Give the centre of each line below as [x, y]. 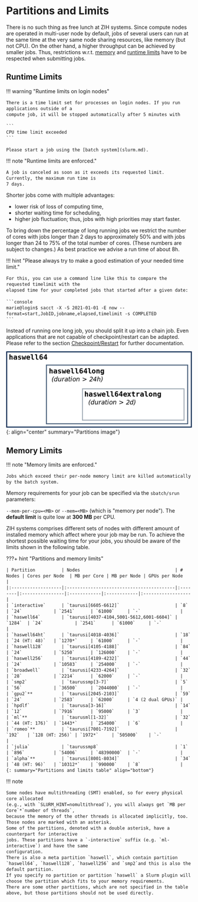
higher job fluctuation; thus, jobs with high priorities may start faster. [98, 219]
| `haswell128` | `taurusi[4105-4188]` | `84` [99, 647]
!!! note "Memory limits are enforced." [52, 465]
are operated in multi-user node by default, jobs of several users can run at [97, 33]
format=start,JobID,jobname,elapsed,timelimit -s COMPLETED [82, 313]
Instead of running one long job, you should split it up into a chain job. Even [98, 331]
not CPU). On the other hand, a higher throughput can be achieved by [91, 46]
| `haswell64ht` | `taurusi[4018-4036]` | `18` [99, 635]
